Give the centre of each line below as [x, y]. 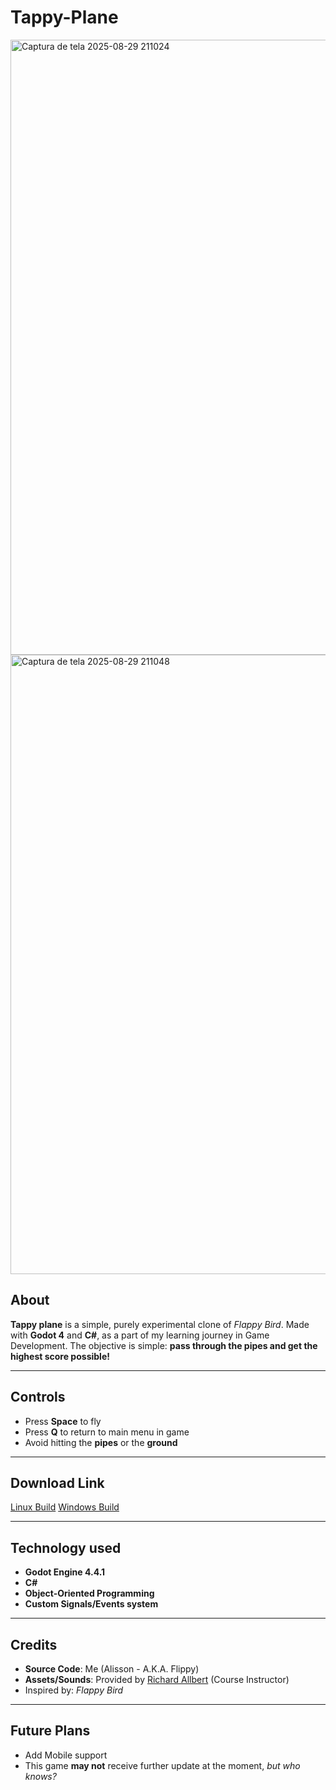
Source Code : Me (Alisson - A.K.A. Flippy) [112, 1669]
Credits [34, 1644]
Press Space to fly [63, 1421]
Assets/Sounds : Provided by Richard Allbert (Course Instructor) [157, 1679]
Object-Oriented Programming [89, 1593]
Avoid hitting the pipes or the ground [101, 1442]
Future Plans [50, 1731]
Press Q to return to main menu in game [107, 1432]
